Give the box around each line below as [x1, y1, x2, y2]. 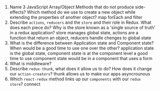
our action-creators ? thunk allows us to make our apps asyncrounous [9, 71, 150, 76]
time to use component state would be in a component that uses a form [9, 56, 153, 61]
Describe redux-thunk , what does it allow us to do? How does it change [9, 66, 152, 72]
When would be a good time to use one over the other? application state [9, 45, 154, 51]
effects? [9, 9, 26, 15]
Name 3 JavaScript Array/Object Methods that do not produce [9, 4, 134, 10]
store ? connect [9, 81, 41, 87]
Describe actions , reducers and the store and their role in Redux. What [9, 19, 152, 25]
